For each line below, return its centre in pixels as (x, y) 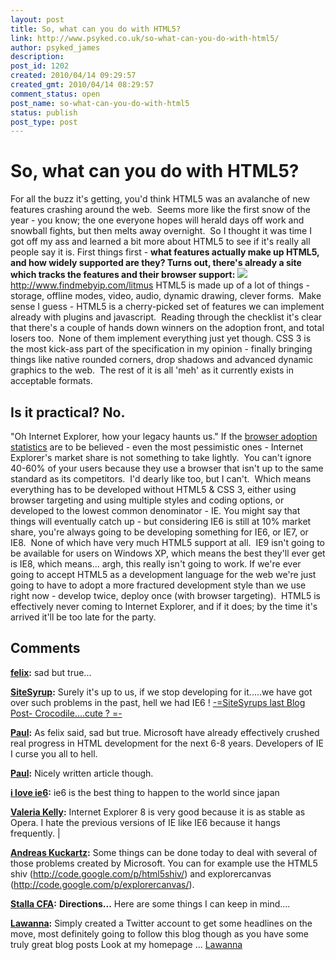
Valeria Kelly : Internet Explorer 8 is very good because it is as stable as (158, 812)
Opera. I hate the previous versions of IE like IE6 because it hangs (145, 822)
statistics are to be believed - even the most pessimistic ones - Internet (156, 447)
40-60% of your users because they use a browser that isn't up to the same (167, 468)
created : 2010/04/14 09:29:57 (73, 76)
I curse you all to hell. (54, 753)
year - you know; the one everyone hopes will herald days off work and (157, 220)
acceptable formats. (51, 381)
